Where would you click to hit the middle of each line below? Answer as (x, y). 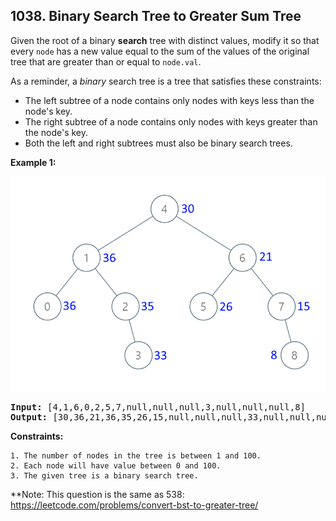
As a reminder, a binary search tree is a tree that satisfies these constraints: (166, 81)
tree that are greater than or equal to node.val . (106, 61)
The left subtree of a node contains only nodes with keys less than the (169, 100)
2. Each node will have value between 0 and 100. (116, 465)
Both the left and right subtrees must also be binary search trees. (158, 143)
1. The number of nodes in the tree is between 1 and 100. (136, 455)
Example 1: (33, 162)
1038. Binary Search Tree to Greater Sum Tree (156, 16)
